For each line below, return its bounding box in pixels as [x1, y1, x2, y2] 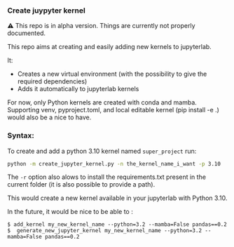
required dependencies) [17, 77, 88, 86]
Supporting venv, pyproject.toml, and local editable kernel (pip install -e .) [7, 106, 219, 114]
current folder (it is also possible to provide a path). [7, 180, 156, 189]
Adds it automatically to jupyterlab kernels [17, 85, 139, 93]
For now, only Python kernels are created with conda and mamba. [7, 98, 198, 107]
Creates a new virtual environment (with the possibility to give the [17, 69, 207, 79]
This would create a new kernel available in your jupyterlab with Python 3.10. [7, 194, 228, 202]
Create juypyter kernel [7, 6, 85, 15]
